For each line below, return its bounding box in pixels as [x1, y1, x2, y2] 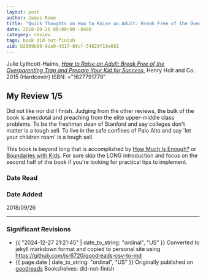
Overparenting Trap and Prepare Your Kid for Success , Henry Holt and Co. [6, 66, 195, 74]
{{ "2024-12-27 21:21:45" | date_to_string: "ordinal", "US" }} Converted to [15, 239, 200, 246]
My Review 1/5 [6, 91, 63, 101]
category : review [6, 32, 51, 38]
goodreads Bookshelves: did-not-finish [15, 265, 115, 272]
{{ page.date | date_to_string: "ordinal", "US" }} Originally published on [15, 258, 194, 266]
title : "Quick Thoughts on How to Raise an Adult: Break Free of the [6, 20, 188, 26]
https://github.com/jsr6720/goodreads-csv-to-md [15, 252, 142, 260]
